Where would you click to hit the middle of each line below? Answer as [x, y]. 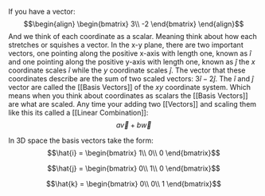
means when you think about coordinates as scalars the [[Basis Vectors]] [128, 96]
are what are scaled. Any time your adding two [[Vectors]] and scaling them [132, 104]
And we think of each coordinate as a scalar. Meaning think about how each [132, 36]
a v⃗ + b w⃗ [134, 125]
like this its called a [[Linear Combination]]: [78, 112]
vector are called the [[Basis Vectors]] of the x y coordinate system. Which [129, 87]
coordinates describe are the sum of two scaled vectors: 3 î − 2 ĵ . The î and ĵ [131, 78]
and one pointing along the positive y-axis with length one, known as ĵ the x [132, 62]
